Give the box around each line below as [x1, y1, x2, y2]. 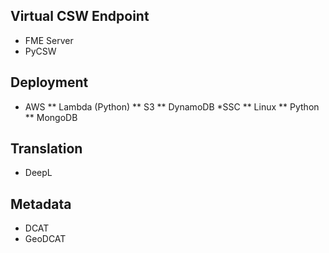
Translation [10, 140, 83, 158]
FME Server [24, 34, 74, 46]
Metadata [10, 195, 72, 213]
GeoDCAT [24, 233, 67, 245]
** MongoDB [24, 111, 78, 123]
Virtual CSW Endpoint [10, 8, 150, 25]
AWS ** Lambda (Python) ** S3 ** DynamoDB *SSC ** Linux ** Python [24, 100, 320, 113]
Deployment [10, 74, 89, 91]
